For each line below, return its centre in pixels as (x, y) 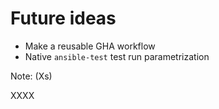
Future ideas (63, 18)
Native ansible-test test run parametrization (117, 56)
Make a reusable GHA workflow (90, 46)
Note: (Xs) (31, 76)
